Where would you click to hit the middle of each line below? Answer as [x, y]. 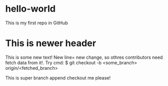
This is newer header [51, 43]
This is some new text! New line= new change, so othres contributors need [84, 57]
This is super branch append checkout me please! [58, 78]
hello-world [31, 9]
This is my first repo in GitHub [37, 23]
